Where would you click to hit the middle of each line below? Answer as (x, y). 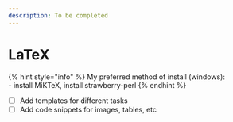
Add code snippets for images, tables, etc (88, 109)
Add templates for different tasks (74, 101)
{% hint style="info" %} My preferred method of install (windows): (116, 77)
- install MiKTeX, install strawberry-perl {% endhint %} (97, 85)
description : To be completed (58, 15)
